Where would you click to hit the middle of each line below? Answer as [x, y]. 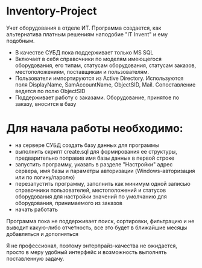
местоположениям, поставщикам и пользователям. [82, 71]
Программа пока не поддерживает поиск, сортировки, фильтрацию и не [100, 221]
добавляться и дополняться [42, 234]
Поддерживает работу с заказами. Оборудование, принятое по [97, 97]
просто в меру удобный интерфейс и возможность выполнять [87, 252]
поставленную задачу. [35, 258]
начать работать [36, 209]
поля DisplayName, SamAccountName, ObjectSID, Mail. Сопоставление [105, 84]
